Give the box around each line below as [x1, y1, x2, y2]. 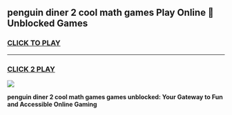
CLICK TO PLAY [7, 39, 61, 48]
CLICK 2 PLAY [7, 64, 55, 74]
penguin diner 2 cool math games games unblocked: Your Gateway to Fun [7, 92, 223, 101]
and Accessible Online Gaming [7, 100, 97, 108]
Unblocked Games [7, 18, 88, 30]
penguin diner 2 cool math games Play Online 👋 [7, 7, 214, 19]
